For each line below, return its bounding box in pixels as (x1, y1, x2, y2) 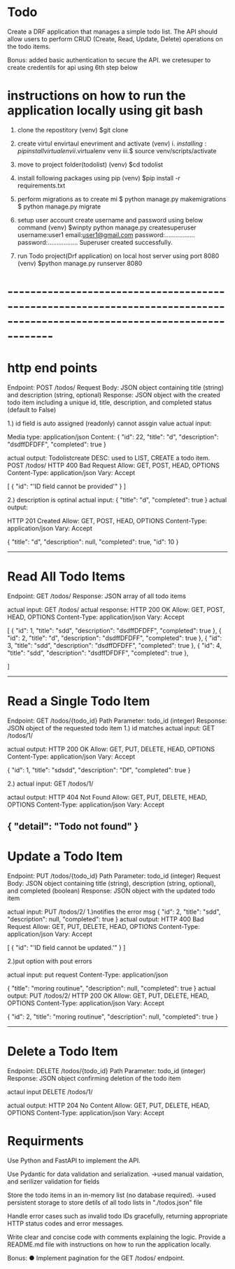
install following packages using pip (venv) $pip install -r (17, 173, 180, 182)
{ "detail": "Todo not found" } (7, 821, 138, 832)
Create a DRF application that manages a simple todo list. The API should (7, 27, 218, 36)
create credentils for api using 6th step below (7, 63, 138, 71)
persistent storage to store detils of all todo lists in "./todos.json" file (7, 1198, 203, 1207)
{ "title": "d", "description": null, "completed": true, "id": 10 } (7, 538, 179, 546)
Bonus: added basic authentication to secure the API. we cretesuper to (7, 55, 211, 64)
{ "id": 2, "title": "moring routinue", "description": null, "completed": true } (7, 1012, 218, 1021)
